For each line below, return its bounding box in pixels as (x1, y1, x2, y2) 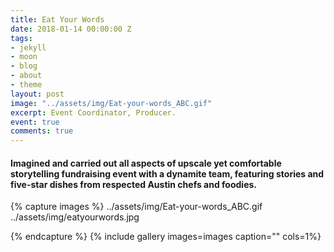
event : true (10, 117, 60, 127)
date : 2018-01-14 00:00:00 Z (10, 24, 132, 34)
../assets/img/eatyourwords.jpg (10, 211, 140, 223)
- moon (10, 52, 38, 62)
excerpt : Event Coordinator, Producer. (10, 107, 177, 118)
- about (10, 71, 43, 81)
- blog (10, 61, 38, 71)
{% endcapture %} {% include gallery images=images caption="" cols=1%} (10, 231, 322, 243)
